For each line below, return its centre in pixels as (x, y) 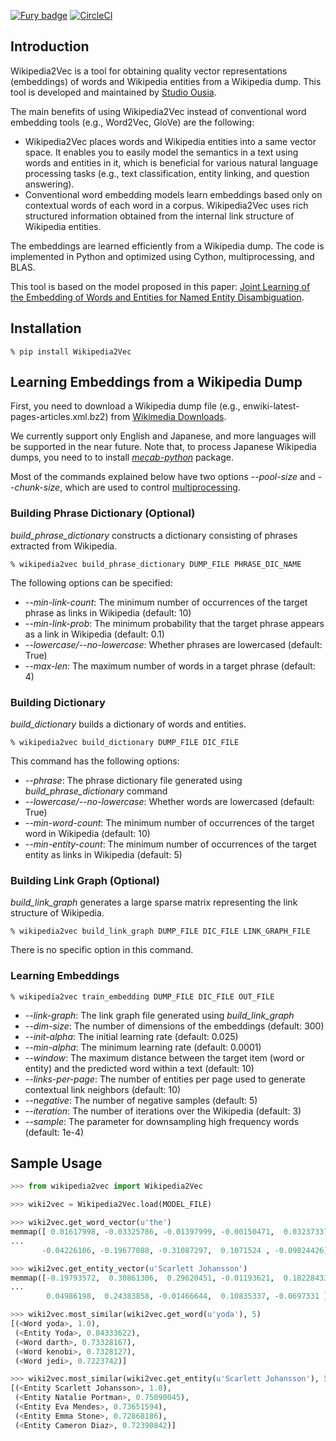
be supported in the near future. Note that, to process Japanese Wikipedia (163, 447)
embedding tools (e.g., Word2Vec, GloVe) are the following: (132, 122)
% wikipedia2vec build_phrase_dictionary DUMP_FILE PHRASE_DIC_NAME (156, 564)
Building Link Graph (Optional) (85, 880)
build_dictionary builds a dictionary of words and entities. (128, 724)
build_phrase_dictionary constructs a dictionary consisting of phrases (154, 535)
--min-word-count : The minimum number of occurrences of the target (169, 823)
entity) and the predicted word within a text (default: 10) (139, 1068)
